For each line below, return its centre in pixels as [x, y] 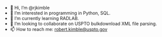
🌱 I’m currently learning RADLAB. [45, 18]
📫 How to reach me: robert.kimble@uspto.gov [59, 29]
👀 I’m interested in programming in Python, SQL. [60, 13]
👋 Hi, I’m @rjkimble [30, 8]
